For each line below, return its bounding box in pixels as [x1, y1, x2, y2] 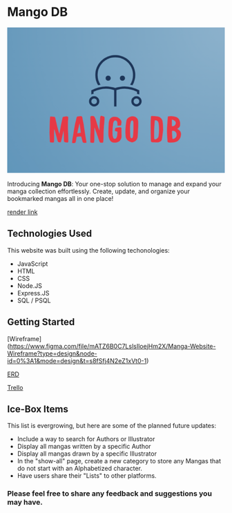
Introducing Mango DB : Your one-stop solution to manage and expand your [7, 180, 222, 188]
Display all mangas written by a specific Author [17, 443, 151, 451]
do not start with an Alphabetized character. [17, 464, 143, 473]
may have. [7, 498, 43, 507]
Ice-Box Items [7, 403, 69, 415]
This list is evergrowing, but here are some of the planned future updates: [7, 422, 216, 430]
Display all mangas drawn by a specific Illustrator [17, 449, 157, 458]
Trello [7, 383, 23, 391]
